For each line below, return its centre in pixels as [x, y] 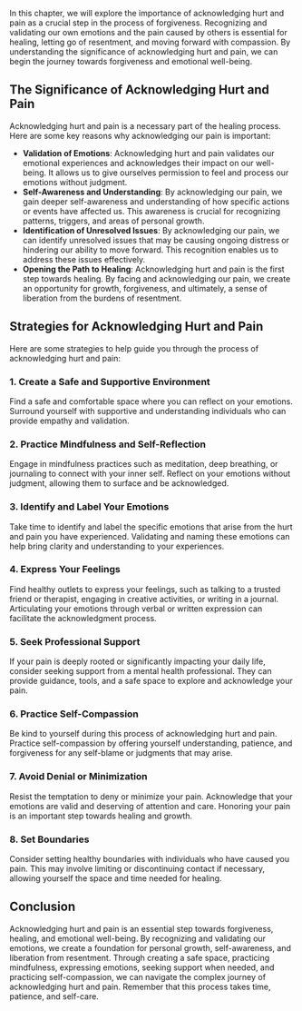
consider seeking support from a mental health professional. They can [141, 671]
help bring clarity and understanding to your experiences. [117, 546]
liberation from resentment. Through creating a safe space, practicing [140, 957]
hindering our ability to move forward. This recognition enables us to [151, 250]
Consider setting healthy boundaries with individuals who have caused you [150, 859]
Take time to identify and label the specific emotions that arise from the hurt [151, 527]
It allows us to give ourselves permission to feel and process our [169, 173]
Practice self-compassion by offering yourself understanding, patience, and [151, 743]
